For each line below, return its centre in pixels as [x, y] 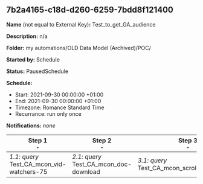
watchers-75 [28, 171]
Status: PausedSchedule [37, 71]
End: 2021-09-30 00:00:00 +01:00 [58, 101]
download [86, 171]
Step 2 [102, 140]
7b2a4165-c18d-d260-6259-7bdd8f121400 [90, 10]
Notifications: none [31, 125]
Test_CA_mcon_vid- [38, 164]
